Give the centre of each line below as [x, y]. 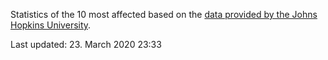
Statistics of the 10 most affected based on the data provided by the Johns [164, 14]
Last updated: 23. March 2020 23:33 [86, 44]
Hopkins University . [51, 25]
